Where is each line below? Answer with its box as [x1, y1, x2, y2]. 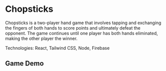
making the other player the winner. [5, 35, 78, 41]
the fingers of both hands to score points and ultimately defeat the [5, 25, 141, 31]
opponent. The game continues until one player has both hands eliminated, [5, 30, 158, 36]
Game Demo [5, 59, 44, 68]
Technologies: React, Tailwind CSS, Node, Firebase [5, 45, 110, 51]
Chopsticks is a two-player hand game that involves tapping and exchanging [5, 20, 162, 26]
